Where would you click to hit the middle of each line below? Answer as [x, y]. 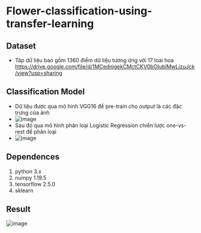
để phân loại [41, 131]
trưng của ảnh [32, 113]
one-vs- [176, 125]
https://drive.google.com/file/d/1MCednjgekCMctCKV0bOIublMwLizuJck [105, 66]
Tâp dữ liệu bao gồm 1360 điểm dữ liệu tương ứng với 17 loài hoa [94, 60]
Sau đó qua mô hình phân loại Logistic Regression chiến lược [90, 125]
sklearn [24, 190]
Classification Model [45, 92]
